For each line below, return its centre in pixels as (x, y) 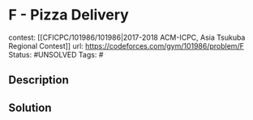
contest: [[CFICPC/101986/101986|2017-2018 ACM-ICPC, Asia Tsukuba (127, 37)
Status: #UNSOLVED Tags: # (56, 54)
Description (39, 80)
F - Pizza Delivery (69, 15)
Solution (30, 107)
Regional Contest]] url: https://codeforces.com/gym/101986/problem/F (126, 45)
